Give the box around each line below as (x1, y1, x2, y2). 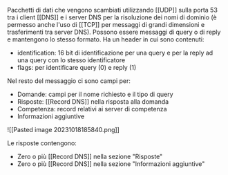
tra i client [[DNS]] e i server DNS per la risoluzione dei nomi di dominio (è (7, 13, 217, 21)
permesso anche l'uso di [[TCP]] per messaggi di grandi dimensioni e (7, 21, 205, 28)
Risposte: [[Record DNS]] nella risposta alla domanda (17, 98, 169, 106)
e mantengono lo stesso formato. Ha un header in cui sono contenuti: (7, 35, 205, 44)
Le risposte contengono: (7, 139, 77, 147)
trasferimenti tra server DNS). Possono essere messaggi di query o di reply (7, 28, 221, 36)
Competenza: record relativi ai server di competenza (17, 105, 167, 113)
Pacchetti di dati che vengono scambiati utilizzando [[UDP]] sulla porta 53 (7, 6, 218, 14)
